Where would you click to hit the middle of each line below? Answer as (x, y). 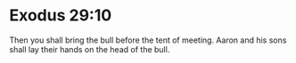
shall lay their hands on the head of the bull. (90, 49)
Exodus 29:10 (61, 16)
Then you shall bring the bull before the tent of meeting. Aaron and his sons (148, 40)
